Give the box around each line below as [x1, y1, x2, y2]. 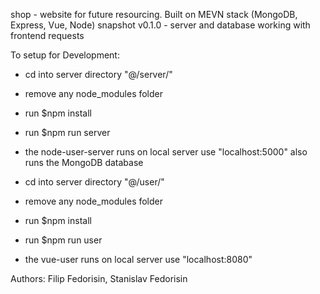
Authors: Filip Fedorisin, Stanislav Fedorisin [10, 273, 188, 284]
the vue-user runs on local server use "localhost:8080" [24, 254, 253, 265]
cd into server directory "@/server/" [24, 69, 173, 80]
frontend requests [10, 30, 85, 41]
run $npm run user [24, 234, 103, 246]
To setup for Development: [10, 49, 120, 61]
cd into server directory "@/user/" [24, 176, 165, 188]
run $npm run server [24, 127, 111, 138]
